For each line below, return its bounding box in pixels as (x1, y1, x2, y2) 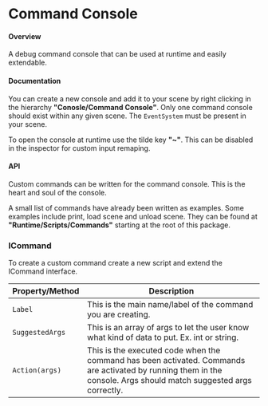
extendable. (8, 57, 48, 68)
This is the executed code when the (87, 345, 221, 356)
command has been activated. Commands (87, 355, 246, 366)
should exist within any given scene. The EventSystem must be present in (8, 111, 246, 120)
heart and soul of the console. (8, 187, 107, 197)
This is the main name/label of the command (87, 299, 254, 310)
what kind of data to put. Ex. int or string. (87, 332, 239, 343)
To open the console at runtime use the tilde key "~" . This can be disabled (8, 135, 254, 144)
